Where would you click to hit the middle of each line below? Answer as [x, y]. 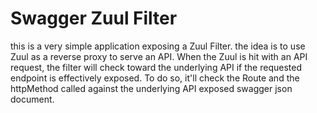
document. [32, 99]
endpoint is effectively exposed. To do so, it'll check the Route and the [155, 78]
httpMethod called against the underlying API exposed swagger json [151, 88]
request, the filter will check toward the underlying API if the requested [156, 67]
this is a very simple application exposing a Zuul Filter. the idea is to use [158, 46]
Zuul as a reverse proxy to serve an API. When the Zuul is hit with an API [159, 56]
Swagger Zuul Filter [94, 18]
